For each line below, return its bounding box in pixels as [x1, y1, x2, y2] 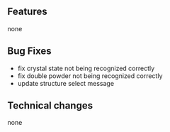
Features [7, 6, 47, 18]
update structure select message [17, 79, 115, 87]
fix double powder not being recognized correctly [17, 71, 163, 80]
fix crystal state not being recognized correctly [17, 64, 155, 72]
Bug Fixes [7, 45, 52, 57]
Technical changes [7, 99, 93, 112]
